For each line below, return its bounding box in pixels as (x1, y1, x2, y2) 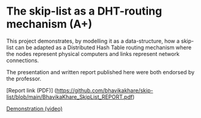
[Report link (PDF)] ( (6, 86, 57, 94)
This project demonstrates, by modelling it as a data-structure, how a (6, 37, 180, 44)
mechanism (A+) (6, 17, 93, 31)
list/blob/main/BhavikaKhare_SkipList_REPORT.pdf (6, 93, 133, 100)
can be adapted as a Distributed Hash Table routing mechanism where (15, 44, 192, 51)
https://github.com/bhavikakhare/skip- (56, 86, 153, 94)
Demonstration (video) (6, 105, 63, 112)
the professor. (6, 75, 41, 82)
